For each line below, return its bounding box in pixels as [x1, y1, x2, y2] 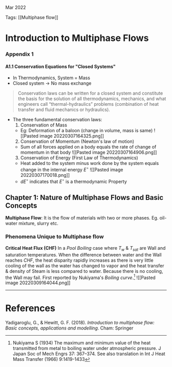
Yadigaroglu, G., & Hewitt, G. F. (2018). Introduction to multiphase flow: [5, 320, 155, 326]
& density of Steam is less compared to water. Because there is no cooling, [5, 268, 163, 274]
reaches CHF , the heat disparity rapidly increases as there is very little [5, 257, 154, 263]
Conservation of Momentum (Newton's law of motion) [20, 138, 135, 144]
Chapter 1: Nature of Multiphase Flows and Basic [5, 193, 164, 202]
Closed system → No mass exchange [12, 80, 92, 86]
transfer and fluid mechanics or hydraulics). [17, 106, 110, 113]
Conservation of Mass [20, 122, 68, 128]
